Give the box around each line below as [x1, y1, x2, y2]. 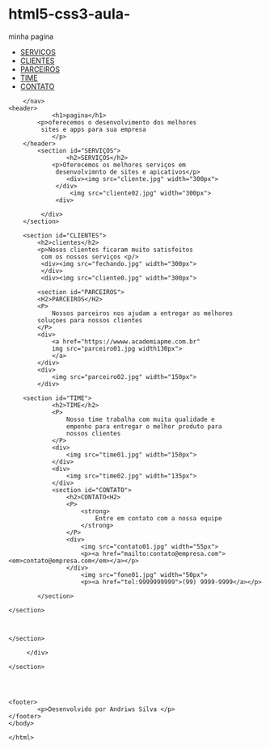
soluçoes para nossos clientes [37, 316, 143, 324]
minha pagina [8, 32, 54, 41]
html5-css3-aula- [8, 5, 131, 23]
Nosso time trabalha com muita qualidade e [65, 415, 216, 423]
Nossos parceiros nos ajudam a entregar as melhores [51, 309, 233, 318]
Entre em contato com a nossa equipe [95, 514, 222, 522]
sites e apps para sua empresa [40, 125, 147, 133]
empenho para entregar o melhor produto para [65, 422, 222, 431]
